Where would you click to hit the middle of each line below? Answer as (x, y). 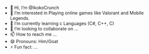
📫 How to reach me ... (33, 34)
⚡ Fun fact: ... (24, 47)
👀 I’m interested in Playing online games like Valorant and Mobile (77, 13)
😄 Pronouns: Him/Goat (34, 41)
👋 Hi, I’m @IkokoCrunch (34, 8)
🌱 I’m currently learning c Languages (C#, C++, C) (62, 23)
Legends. (20, 18)
